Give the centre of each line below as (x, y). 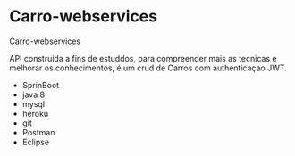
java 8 (34, 94)
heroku (35, 113)
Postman (38, 132)
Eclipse (36, 142)
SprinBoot (41, 85)
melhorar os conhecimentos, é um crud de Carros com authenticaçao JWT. (148, 68)
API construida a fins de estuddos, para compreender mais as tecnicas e (143, 58)
